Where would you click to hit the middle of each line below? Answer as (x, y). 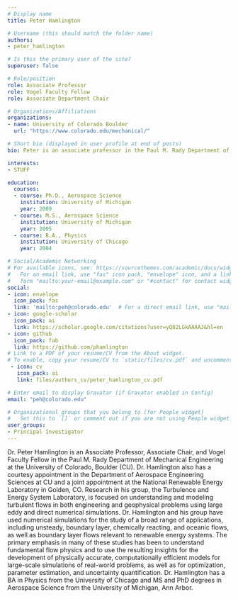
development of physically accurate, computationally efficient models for (114, 557)
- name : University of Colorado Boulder (68, 125)
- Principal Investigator (45, 432)
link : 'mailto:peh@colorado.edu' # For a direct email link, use (114, 308)
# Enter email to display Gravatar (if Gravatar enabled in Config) (110, 393)
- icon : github (30, 334)
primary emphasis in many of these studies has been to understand (106, 542)
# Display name (30, 14)
